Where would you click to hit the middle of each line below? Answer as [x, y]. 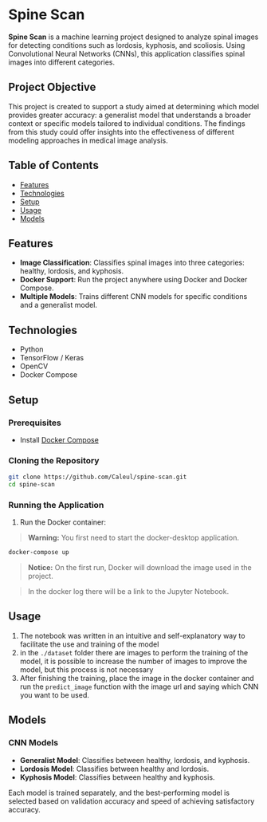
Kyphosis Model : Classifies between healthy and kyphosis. [117, 777]
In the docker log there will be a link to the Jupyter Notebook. [128, 592]
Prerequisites [35, 423]
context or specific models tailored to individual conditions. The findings [127, 123]
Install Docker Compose [59, 439]
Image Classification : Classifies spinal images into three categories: [132, 263]
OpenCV [34, 366]
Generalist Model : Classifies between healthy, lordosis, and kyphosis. [135, 760]
